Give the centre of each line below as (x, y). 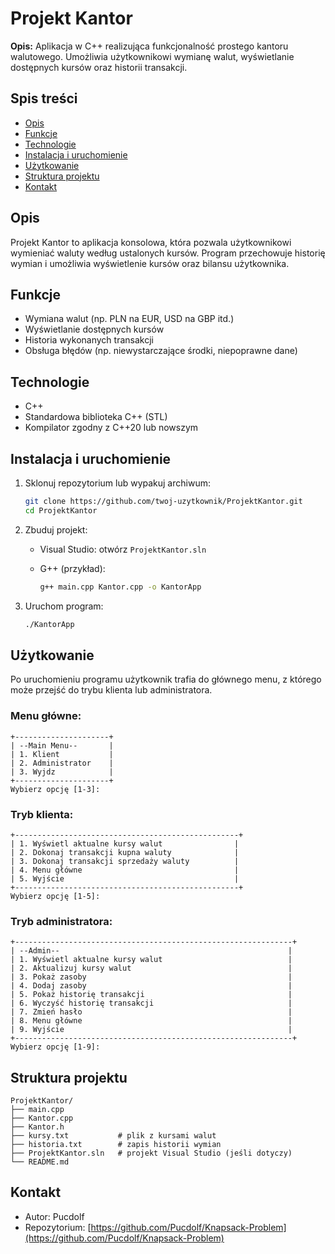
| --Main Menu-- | (62, 745)
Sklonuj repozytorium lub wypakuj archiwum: (117, 483)
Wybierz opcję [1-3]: (55, 789)
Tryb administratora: (61, 921)
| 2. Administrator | (62, 763)
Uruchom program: (64, 606)
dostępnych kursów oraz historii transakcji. (99, 67)
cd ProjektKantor (61, 510)
